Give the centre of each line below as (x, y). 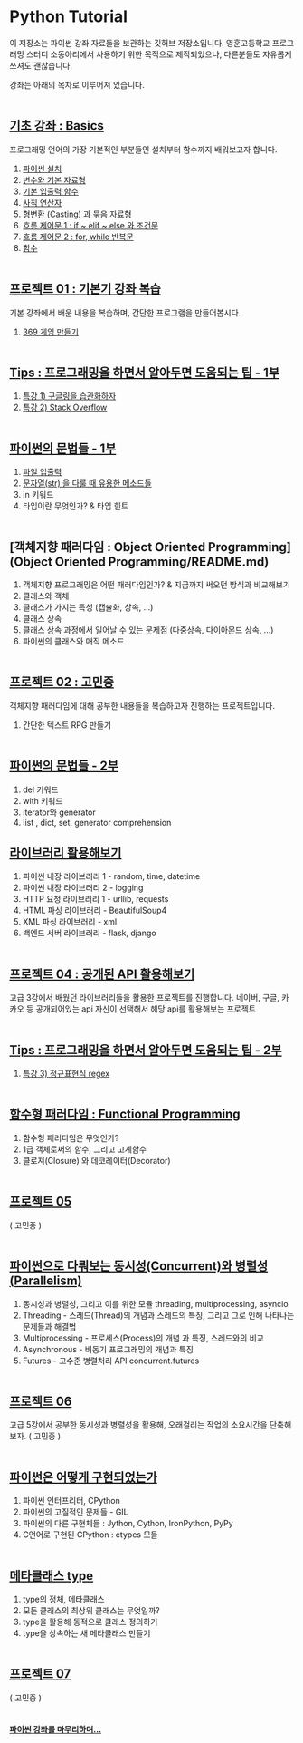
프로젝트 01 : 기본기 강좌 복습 (85, 289)
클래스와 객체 (46, 596)
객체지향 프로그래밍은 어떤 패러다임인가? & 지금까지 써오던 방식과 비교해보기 (156, 585)
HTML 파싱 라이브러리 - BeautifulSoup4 (95, 910)
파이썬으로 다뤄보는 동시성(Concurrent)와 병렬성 (139, 1266)
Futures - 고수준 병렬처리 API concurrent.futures (111, 1361)
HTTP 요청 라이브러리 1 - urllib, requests (95, 899)
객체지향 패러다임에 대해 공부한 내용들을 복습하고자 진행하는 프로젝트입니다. (142, 705)
